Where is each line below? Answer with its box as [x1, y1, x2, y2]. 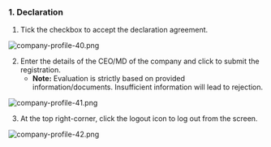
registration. [19, 65, 61, 75]
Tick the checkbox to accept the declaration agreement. [19, 25, 209, 35]
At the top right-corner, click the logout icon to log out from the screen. [19, 114, 258, 123]
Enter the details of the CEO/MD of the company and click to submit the [19, 56, 260, 67]
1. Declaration [8, 6, 63, 18]
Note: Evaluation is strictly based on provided [32, 74, 185, 84]
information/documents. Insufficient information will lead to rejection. [32, 82, 264, 92]
